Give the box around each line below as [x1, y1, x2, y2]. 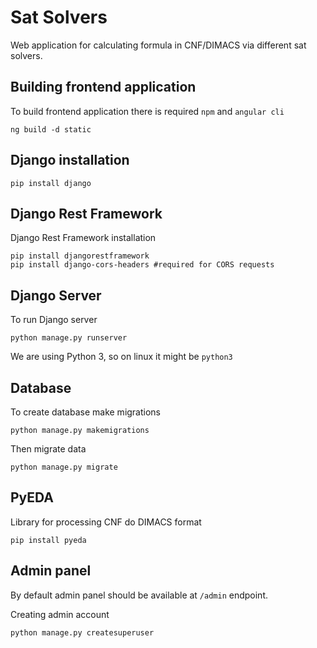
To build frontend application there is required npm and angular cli [10, 105, 285, 117]
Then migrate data [10, 443, 87, 455]
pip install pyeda [10, 535, 87, 545]
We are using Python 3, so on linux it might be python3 [10, 351, 233, 363]
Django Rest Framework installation [10, 232, 157, 244]
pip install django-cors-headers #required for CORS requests [10, 260, 275, 270]
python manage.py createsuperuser [10, 627, 155, 638]
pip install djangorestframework [10, 251, 150, 261]
